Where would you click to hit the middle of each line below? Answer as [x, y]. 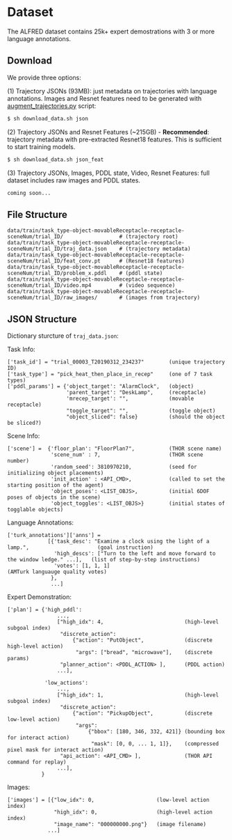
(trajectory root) [152, 237]
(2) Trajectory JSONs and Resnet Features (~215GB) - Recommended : [108, 132]
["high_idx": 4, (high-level [138, 622]
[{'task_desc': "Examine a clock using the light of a [129, 541]
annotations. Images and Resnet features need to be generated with [105, 98]
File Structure [37, 214]
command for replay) [37, 762]
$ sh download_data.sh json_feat [56, 160]
